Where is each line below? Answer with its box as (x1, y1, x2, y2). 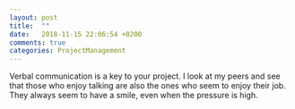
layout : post (9, 13, 58, 22)
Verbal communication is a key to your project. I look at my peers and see (9, 71, 281, 81)
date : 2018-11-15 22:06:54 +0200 (9, 29, 143, 38)
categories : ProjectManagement (9, 46, 126, 55)
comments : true (9, 38, 66, 47)
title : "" (9, 21, 50, 30)
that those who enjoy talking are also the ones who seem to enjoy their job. (9, 80, 287, 91)
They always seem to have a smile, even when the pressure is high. (9, 90, 258, 101)
